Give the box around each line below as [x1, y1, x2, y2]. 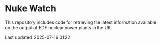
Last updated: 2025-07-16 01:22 [5, 34, 70, 40]
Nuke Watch [5, 3, 57, 14]
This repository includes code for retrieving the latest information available [5, 19, 157, 25]
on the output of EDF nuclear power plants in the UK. [5, 24, 112, 30]
